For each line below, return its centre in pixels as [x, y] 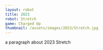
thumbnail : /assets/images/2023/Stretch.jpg [52, 28]
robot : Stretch [21, 19]
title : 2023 [17, 14]
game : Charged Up [23, 24]
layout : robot [20, 10]
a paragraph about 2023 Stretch [38, 42]
